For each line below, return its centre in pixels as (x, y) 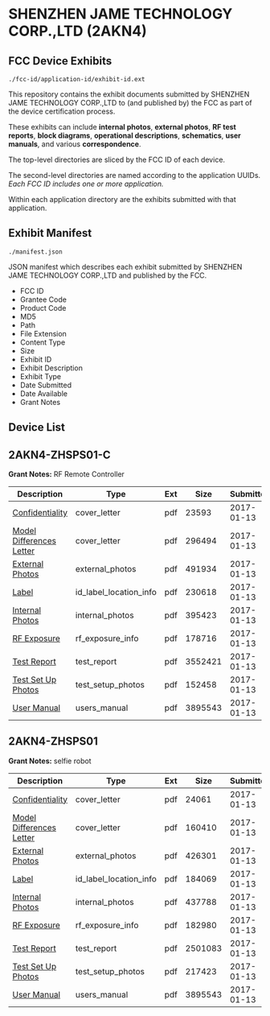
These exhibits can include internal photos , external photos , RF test (123, 127)
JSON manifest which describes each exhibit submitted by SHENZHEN (125, 266)
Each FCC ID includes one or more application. (86, 184)
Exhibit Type (41, 376)
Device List (37, 427)
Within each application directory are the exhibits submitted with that (123, 199)
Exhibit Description (51, 368)
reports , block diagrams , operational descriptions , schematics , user (125, 135)
